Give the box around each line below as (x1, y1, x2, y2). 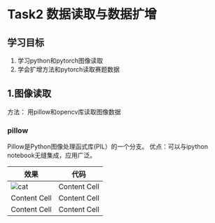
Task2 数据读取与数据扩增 (7, 6, 158, 22)
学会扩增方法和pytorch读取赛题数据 (17, 65, 120, 74)
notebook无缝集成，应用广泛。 (7, 151, 97, 160)
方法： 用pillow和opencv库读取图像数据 (7, 107, 121, 116)
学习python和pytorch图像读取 (17, 57, 104, 65)
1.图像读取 (7, 88, 52, 100)
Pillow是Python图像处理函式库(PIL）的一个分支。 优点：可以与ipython (7, 142, 209, 151)
